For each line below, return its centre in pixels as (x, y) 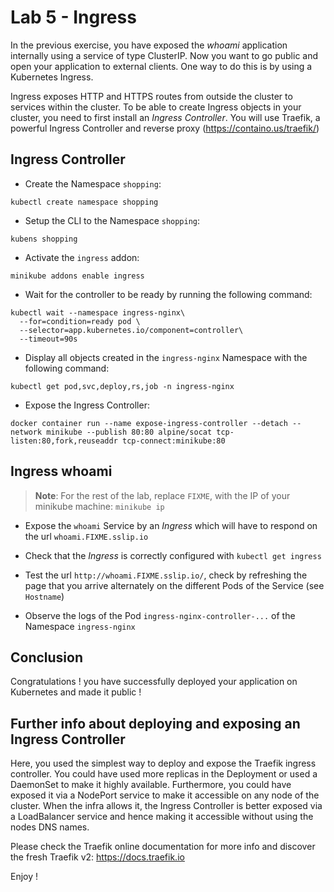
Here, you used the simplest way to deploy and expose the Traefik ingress (163, 763)
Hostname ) (44, 596)
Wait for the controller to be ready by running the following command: (168, 294)
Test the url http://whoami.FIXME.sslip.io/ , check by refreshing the (166, 575)
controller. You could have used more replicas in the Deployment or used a (164, 774)
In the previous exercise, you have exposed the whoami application (149, 45)
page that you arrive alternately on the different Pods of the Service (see (174, 585)
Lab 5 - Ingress (73, 17)
